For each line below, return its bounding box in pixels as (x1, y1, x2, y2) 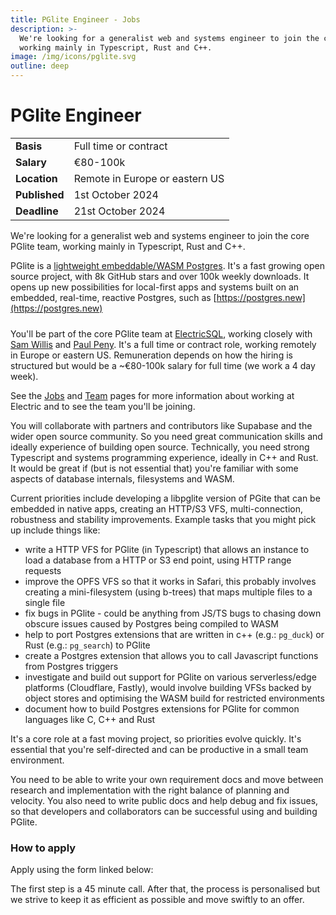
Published (15, 187, 65, 201)
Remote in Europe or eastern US (73, 171, 225, 185)
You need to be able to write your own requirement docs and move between (10, 773, 324, 785)
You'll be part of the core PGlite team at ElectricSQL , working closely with (10, 327, 313, 340)
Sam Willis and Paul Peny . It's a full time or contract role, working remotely (10, 338, 317, 350)
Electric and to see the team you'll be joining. (10, 400, 196, 412)
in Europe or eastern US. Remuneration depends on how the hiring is (10, 349, 293, 361)
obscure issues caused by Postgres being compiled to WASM (24, 617, 279, 630)
